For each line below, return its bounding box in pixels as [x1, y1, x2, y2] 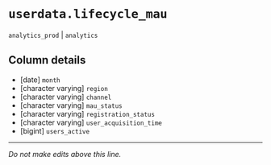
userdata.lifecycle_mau [8, 6, 168, 22]
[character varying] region [19, 83, 109, 93]
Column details [8, 53, 86, 67]
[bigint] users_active [19, 126, 90, 135]
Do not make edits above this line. [8, 149, 122, 159]
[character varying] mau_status [19, 100, 123, 110]
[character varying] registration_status [19, 109, 156, 118]
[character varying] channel [19, 92, 112, 101]
